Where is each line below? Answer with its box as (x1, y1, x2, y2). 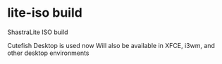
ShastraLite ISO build (7, 28, 68, 36)
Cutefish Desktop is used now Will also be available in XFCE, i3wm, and (7, 41, 215, 49)
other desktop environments (7, 49, 90, 57)
